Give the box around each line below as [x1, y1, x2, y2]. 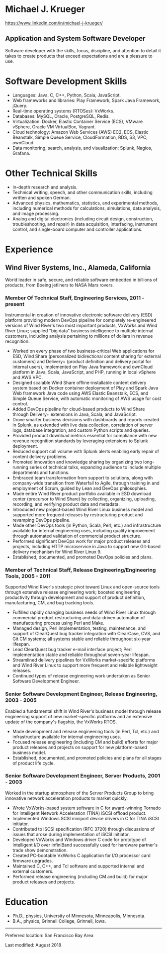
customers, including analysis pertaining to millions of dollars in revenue [5, 333, 153, 339]
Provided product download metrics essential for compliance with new [12, 432, 158, 438]
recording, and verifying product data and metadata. [12, 501, 120, 507]
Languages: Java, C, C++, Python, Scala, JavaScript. [12, 92, 121, 98]
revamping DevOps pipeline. [12, 517, 71, 523]
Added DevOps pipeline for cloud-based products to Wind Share [12, 406, 145, 412]
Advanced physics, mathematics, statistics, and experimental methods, [12, 200, 159, 206]
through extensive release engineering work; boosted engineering [5, 589, 141, 595]
